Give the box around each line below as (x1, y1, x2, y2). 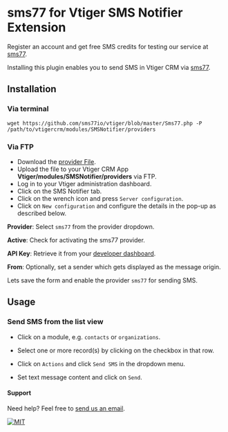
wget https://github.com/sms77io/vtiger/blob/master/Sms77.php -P (7, 120, 202, 127)
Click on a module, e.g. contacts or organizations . (17, 332, 161, 341)
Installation (7, 83, 57, 95)
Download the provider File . (17, 157, 97, 165)
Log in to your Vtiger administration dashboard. (17, 179, 152, 188)
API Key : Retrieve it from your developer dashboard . (7, 249, 156, 258)
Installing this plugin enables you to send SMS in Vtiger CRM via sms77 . (7, 63, 211, 71)
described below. (17, 209, 67, 217)
